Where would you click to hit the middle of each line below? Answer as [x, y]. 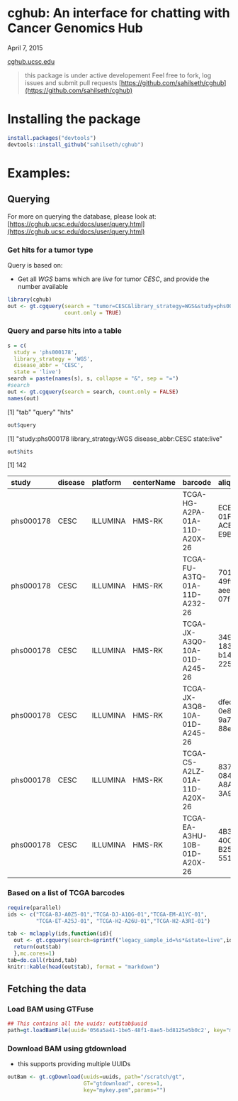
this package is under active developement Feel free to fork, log [118, 75]
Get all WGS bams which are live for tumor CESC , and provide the [113, 279]
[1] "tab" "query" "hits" [41, 412]
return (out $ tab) [38, 947]
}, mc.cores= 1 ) [34, 954]
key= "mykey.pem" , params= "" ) [125, 1090]
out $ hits [20, 451]
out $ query [22, 425]
